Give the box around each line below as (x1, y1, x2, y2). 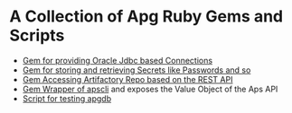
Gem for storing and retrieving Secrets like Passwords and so (22, 65, 251, 75)
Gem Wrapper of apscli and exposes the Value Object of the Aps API (22, 83, 278, 94)
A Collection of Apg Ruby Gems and (9, 6, 283, 27)
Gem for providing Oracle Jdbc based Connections (22, 55, 213, 65)
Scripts (9, 25, 65, 46)
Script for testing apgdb (22, 92, 111, 104)
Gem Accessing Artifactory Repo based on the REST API (22, 74, 233, 84)
